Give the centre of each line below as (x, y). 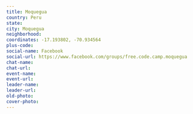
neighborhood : (24, 34)
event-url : (20, 79)
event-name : (21, 74)
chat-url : (19, 68)
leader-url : (21, 90)
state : (14, 23)
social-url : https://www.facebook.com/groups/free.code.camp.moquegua (97, 57)
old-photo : (20, 96)
